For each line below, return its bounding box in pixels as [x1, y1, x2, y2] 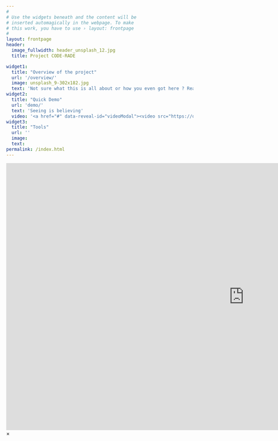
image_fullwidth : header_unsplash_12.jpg [11, 47, 116, 53]
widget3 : [6, 119, 28, 125]
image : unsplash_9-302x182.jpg [11, 80, 89, 86]
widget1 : [6, 64, 28, 69]
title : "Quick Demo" [11, 97, 62, 103]
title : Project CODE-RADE [11, 53, 76, 59]
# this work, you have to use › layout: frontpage [6, 25, 134, 31]
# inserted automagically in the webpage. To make [6, 20, 134, 26]
